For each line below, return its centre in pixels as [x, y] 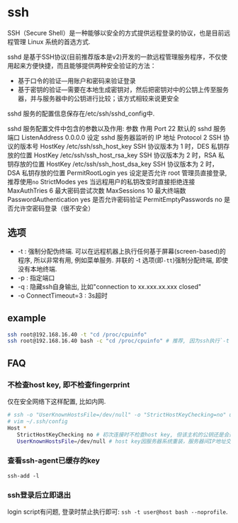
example [27, 319]
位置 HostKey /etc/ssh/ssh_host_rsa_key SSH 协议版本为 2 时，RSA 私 [122, 155]
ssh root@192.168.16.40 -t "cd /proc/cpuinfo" [77, 334]
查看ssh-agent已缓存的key [54, 461]
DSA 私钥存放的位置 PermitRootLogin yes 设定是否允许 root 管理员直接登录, [117, 173]
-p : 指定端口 [36, 278]
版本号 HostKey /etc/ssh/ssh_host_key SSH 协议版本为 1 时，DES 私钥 [121, 146]
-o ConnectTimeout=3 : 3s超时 [62, 296]
